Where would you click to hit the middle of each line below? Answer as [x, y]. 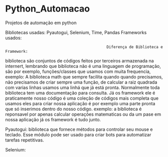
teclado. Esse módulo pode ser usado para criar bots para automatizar [78, 134]
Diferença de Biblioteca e [135, 47]
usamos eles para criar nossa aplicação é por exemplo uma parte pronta [80, 103]
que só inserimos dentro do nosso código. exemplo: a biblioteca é [73, 109]
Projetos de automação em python [41, 23]
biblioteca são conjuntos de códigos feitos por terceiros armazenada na [80, 60]
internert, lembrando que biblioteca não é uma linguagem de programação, [83, 66]
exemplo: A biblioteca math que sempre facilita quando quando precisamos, [84, 76]
